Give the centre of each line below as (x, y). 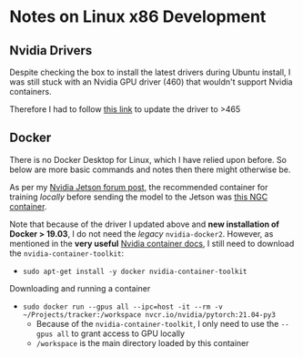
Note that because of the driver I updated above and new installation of (145, 224)
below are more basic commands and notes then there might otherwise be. (150, 169)
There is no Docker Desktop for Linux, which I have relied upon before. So (148, 159)
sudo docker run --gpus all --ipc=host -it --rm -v (122, 307)
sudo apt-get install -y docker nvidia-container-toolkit (135, 271)
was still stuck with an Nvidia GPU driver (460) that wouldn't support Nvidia (151, 82)
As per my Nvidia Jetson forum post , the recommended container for (139, 187)
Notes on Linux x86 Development (138, 17)
